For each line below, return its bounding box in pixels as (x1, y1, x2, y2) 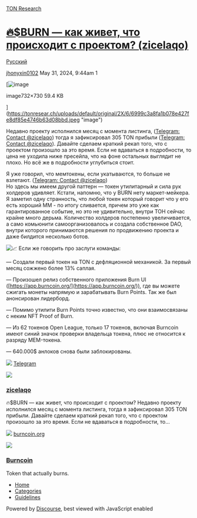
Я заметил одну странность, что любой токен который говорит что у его (6, 195, 189, 202)
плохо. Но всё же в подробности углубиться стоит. (6, 159, 135, 166)
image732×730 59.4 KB (6, 92, 64, 99)
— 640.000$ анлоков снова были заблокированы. (6, 348, 132, 355)
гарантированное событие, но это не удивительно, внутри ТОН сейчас (6, 207, 185, 215)
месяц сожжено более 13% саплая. (6, 265, 96, 272)
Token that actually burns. (6, 470, 69, 477)
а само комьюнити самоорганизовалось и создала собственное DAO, (6, 220, 183, 227)
